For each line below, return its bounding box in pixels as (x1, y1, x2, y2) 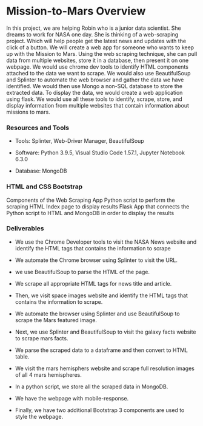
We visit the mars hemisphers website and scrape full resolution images (15, 365, 195, 372)
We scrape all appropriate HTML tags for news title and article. (15, 280, 172, 287)
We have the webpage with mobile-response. (15, 394, 129, 402)
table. (15, 352, 30, 360)
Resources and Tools (6, 123, 70, 132)
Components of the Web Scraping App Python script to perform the (6, 196, 175, 204)
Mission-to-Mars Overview (6, 4, 146, 18)
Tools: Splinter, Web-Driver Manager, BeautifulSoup (15, 137, 144, 145)
